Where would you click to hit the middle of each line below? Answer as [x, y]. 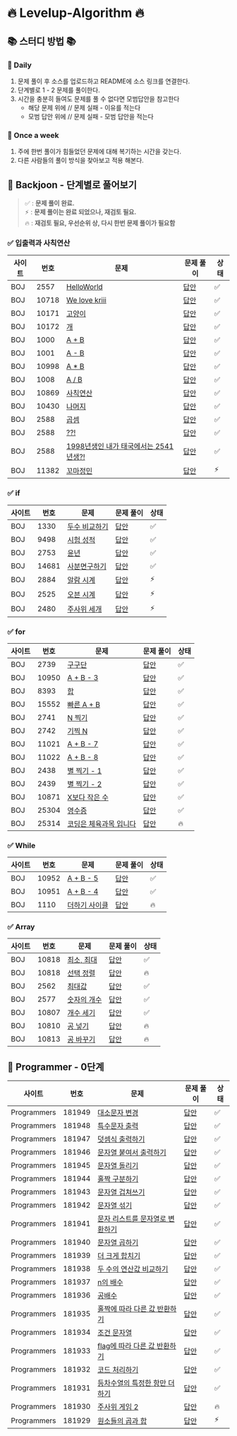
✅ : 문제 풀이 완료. [50, 203]
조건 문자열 [115, 1333]
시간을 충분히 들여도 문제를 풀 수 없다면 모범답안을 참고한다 [98, 99]
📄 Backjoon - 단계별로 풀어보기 [72, 185]
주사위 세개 [85, 609]
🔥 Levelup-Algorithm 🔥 [76, 13]
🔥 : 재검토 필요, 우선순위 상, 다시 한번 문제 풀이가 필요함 [100, 223]
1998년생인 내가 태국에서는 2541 [120, 447]
